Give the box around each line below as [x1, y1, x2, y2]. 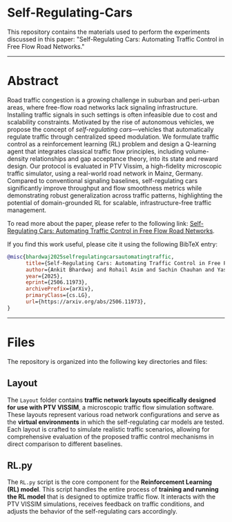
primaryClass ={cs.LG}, [25, 292, 91, 299]
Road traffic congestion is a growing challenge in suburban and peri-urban [7, 95, 220, 104]
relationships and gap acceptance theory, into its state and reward [30, 154, 219, 163]
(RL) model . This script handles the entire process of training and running [7, 485, 219, 494]
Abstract [7, 73, 59, 89]
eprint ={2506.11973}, [25, 279, 88, 286]
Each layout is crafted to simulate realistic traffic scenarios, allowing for [7, 425, 211, 433]
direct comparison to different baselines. [7, 440, 123, 448]
